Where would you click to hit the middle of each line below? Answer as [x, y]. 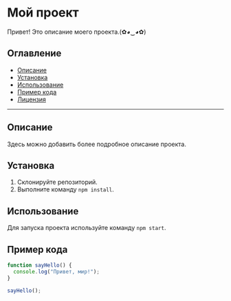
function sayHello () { [40, 265]
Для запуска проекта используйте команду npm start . [87, 228]
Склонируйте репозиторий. [57, 182]
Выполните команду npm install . [66, 189]
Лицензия [32, 99]
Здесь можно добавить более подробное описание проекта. [97, 144]
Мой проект [43, 13]
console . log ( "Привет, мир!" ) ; [56, 271]
